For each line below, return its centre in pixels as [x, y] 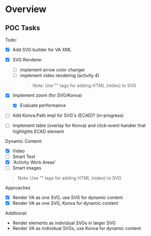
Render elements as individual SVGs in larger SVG [64, 223]
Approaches [18, 188]
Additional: [16, 213]
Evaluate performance [43, 105]
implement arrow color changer [52, 70]
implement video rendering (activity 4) [59, 75]
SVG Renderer [27, 60]
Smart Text [24, 156]
